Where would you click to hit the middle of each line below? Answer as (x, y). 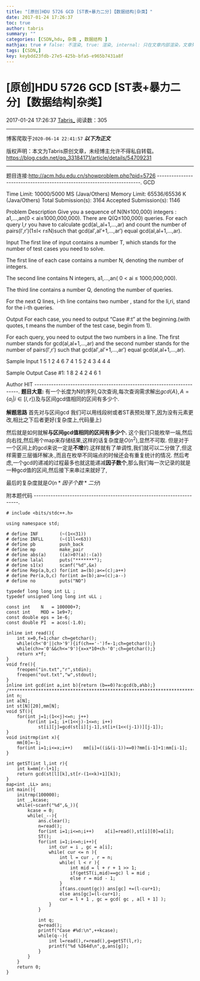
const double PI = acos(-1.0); (46, 623)
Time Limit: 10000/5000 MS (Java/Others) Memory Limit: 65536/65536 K (96, 194)
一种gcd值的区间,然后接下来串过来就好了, (57, 470)
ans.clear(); (54, 821)
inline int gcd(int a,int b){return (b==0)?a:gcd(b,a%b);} (81, 686)
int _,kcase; (33, 800)
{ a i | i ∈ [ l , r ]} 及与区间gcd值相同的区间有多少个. (63, 399)
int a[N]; (18, 701)
